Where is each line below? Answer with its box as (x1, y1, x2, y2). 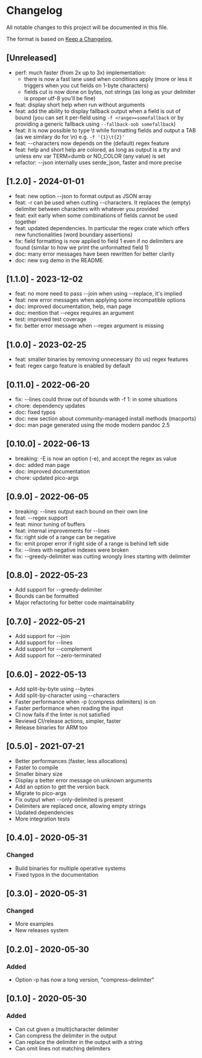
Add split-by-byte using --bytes (14, 685, 95, 692)
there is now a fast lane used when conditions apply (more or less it (24, 75, 192, 82)
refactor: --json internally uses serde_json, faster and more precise (14, 158, 182, 166)
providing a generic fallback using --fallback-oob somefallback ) (14, 120, 176, 127)
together (14, 218, 37, 225)
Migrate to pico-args (14, 789, 66, 796)
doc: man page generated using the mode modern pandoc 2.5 (14, 421, 170, 428)
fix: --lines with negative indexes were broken (14, 546, 129, 553)
